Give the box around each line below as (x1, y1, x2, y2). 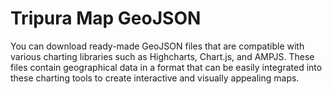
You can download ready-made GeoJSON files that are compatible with (10, 40, 305, 52)
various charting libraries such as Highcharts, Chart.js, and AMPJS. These (10, 50, 315, 62)
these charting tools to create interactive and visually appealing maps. (10, 72, 300, 84)
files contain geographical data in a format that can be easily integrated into (10, 61, 323, 73)
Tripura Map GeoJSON (10, 7, 202, 30)
